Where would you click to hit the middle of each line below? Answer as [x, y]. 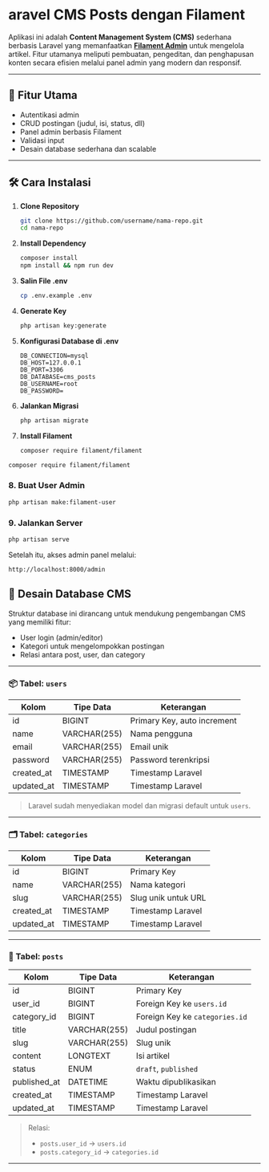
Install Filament [46, 436]
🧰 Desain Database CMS [70, 594]
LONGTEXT [89, 1056]
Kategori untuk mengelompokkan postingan [92, 646]
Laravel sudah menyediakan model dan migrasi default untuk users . [139, 805]
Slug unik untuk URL [168, 898]
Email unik [149, 747]
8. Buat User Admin [47, 486]
